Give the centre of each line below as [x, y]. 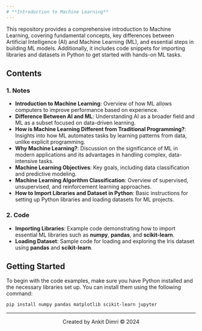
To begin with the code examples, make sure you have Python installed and [100, 281]
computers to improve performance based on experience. [87, 110]
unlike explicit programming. [50, 142]
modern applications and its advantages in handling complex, [91, 155]
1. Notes [18, 90]
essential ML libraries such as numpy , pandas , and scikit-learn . [95, 235]
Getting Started [36, 266]
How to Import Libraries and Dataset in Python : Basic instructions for [101, 193]
